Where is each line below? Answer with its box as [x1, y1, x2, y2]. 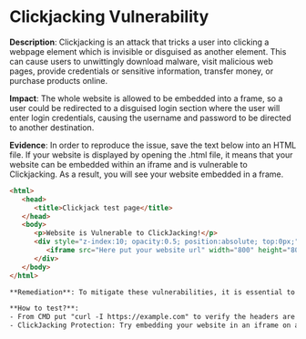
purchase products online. [9, 75, 108, 86]
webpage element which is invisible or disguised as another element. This [9, 46, 287, 56]
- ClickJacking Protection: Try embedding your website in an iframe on [9, 321, 291, 330]
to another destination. [9, 121, 95, 133]
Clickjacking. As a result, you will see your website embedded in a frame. [9, 169, 284, 180]
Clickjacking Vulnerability [9, 6, 209, 27]
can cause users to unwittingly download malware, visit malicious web [9, 56, 273, 67]
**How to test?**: [9, 303, 79, 313]
